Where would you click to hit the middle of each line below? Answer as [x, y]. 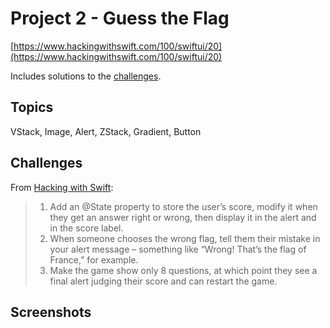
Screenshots [51, 312]
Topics [32, 107]
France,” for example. [94, 259]
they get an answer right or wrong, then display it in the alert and [183, 217]
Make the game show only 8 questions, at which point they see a [183, 270]
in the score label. [86, 228]
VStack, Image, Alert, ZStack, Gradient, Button [106, 131]
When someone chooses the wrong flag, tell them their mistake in [185, 238]
